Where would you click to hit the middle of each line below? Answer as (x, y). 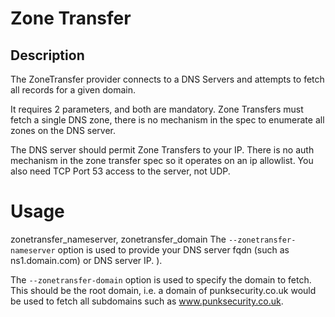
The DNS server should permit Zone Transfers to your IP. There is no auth (162, 150)
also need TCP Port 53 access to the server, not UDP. (120, 171)
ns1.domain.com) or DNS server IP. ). (86, 260)
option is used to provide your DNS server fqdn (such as (173, 249)
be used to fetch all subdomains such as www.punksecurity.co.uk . (147, 301)
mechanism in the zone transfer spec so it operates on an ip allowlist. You (162, 160)
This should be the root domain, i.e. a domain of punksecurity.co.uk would (163, 290)
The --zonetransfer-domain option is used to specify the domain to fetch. (161, 279)
